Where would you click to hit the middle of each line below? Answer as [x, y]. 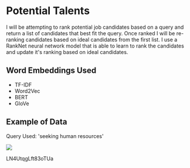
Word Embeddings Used [51, 71]
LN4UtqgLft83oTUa [30, 158]
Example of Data [37, 122]
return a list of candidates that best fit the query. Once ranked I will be [91, 33]
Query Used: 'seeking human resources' [55, 136]
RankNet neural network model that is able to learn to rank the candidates [95, 46]
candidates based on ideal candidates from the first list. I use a [101, 39]
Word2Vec [27, 91]
